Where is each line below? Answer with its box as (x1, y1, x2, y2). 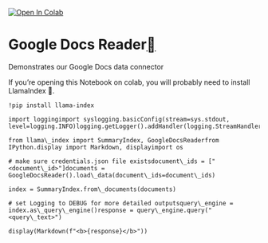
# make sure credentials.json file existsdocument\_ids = (8, 157, 205, 165)
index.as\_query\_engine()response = (8, 206, 134, 214)
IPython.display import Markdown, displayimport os (8, 143, 183, 151)
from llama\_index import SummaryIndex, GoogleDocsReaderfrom (8, 136, 219, 144)
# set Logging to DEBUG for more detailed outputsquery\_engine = (8, 199, 234, 207)
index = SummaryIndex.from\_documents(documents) (8, 185, 177, 193)
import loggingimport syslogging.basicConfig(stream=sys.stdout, (8, 115, 230, 123)
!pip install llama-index (8, 101, 94, 110)
